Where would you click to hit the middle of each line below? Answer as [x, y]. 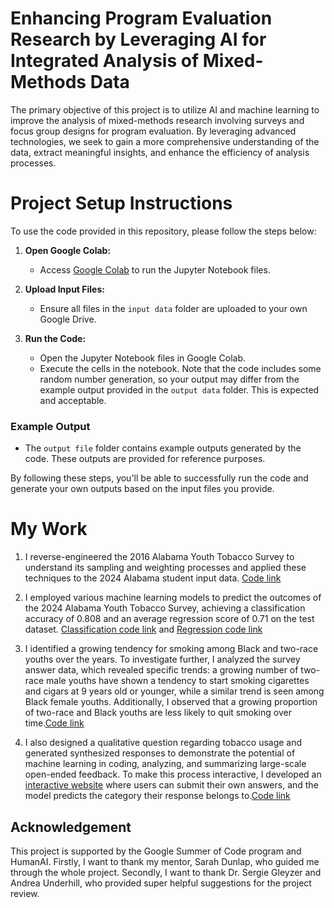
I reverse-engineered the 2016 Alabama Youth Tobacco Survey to [159, 557]
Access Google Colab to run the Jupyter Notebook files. [155, 269]
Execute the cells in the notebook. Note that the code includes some [180, 368]
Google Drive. [68, 319]
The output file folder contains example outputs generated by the [163, 448]
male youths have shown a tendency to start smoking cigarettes [178, 681]
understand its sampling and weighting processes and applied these [165, 568]
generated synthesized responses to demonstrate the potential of [160, 753]
